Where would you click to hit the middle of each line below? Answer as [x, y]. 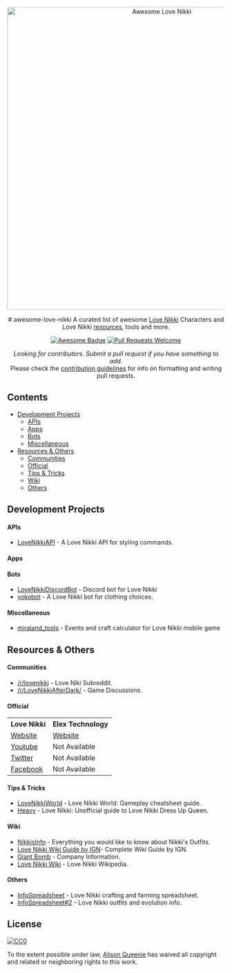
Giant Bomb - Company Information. [69, 856]
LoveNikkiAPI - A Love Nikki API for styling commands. [95, 543]
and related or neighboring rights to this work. [72, 961]
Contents [28, 398]
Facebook [27, 770]
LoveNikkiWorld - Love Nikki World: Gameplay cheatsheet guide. [109, 803]
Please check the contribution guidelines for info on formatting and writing [116, 368]
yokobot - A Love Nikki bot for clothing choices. [85, 597]
